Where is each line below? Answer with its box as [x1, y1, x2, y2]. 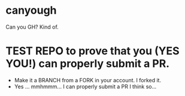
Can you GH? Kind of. [5, 23, 59, 30]
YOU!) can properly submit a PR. [5, 57, 170, 70]
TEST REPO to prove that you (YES [5, 44, 180, 58]
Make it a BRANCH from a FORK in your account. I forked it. [14, 76, 162, 83]
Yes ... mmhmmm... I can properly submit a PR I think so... [14, 83, 157, 90]
